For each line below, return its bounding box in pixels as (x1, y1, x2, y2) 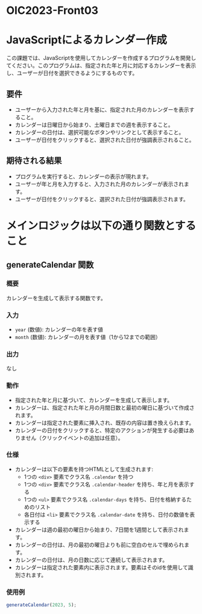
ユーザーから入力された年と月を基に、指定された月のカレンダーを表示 (14, 106, 190, 113)
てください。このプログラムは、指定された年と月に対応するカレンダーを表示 (6, 62, 197, 69)
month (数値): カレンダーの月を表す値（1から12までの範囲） (14, 333, 161, 340)
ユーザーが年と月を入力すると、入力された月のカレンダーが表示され (14, 180, 184, 187)
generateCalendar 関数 (6, 260, 94, 270)
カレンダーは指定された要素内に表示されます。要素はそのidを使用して (14, 563, 188, 571)
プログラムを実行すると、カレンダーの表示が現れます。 (14, 173, 152, 180)
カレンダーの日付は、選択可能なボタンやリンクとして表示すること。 (14, 128, 185, 136)
